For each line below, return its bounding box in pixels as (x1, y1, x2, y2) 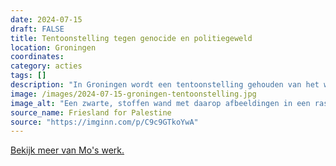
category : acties (10, 61, 83, 71)
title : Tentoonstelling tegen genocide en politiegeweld (10, 33, 253, 43)
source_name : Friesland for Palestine (10, 107, 172, 118)
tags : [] (10, 71, 47, 81)
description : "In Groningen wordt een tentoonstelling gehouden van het (10, 80, 320, 90)
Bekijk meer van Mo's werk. (10, 144, 125, 156)
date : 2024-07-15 (10, 14, 83, 25)
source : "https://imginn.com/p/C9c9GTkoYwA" (10, 117, 199, 127)
